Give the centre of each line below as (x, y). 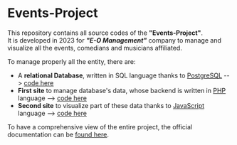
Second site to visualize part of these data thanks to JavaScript (111, 105)
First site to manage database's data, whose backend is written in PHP (122, 90)
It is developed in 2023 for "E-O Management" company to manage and (115, 40)
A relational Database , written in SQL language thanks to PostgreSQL (120, 75)
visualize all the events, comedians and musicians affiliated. (95, 48)
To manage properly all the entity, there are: (72, 61)
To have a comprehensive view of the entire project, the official (100, 127)
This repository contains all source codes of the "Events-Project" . (105, 33)
